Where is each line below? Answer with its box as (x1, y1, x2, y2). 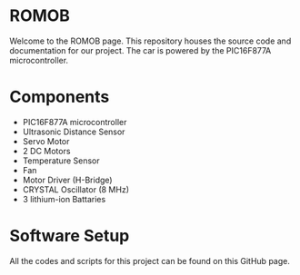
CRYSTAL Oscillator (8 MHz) (22, 183, 130, 195)
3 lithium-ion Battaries (22, 193, 106, 204)
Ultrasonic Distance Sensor (22, 126, 125, 137)
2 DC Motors (22, 145, 71, 156)
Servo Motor (22, 135, 70, 146)
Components (9, 87, 110, 107)
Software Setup (9, 226, 130, 246)
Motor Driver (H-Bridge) (22, 174, 113, 185)
